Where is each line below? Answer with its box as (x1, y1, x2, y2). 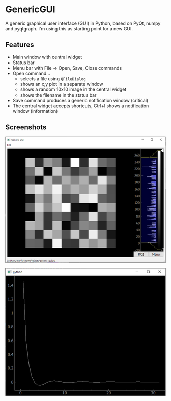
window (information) (12, 108, 58, 114)
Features (5, 41, 34, 49)
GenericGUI (5, 4, 55, 15)
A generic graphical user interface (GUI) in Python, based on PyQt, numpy (5, 20, 161, 26)
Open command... (12, 70, 51, 76)
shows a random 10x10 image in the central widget (20, 86, 127, 92)
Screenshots (5, 123, 47, 132)
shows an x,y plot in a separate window (20, 81, 103, 87)
